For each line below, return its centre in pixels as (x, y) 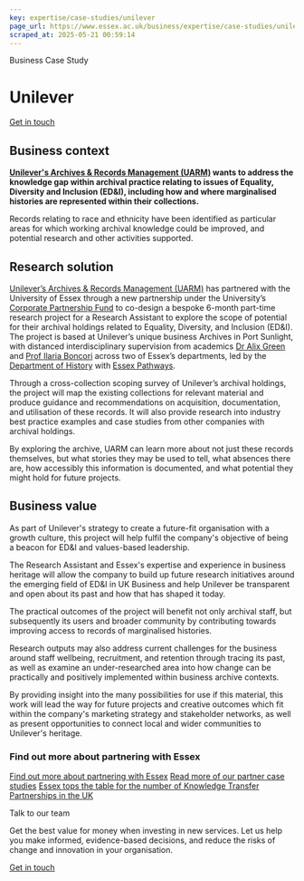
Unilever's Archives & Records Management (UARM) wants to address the (152, 172)
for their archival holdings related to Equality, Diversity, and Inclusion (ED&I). (151, 326)
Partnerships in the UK (51, 796)
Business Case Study (49, 61)
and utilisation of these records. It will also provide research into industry (145, 411)
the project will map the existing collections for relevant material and (137, 392)
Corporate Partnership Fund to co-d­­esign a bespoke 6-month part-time (142, 307)
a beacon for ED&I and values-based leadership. (100, 547)
